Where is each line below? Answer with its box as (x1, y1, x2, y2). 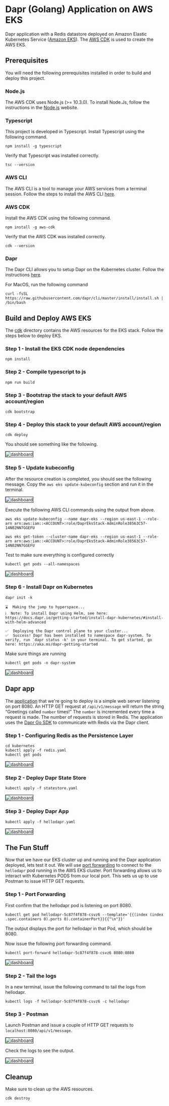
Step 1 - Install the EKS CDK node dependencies (5, 345, 125, 352)
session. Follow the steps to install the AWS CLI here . (5, 191, 116, 197)
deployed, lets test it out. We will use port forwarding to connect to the (5, 862, 152, 868)
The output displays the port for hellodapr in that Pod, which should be (5, 925, 152, 931)
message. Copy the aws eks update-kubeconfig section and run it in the (5, 481, 154, 487)
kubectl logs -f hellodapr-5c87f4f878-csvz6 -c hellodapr (5, 998, 130, 1004)
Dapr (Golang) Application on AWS (5, 4, 153, 15)
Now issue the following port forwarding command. (5, 940, 112, 946)
